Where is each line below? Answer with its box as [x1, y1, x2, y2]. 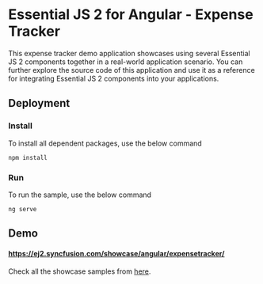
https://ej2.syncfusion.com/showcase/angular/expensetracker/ [8, 248, 225, 258]
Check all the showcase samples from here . [8, 267, 151, 276]
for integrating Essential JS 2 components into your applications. [8, 74, 219, 83]
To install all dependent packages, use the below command [8, 138, 202, 148]
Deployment [8, 97, 71, 110]
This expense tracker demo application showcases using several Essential [8, 48, 251, 58]
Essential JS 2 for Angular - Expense [8, 6, 253, 24]
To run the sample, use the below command [8, 190, 152, 199]
